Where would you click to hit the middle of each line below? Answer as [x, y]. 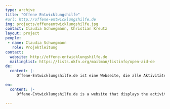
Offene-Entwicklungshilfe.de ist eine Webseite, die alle [79, 76]
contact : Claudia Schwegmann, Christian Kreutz [56, 29]
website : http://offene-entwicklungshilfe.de [59, 57]
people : [13, 38]
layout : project [22, 33]
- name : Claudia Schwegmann [37, 43]
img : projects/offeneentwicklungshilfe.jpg [52, 24]
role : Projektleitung [35, 47]
